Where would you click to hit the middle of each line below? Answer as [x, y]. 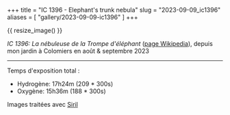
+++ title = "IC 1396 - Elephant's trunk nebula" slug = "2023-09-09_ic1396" [114, 10]
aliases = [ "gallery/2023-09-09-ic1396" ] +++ [73, 17]
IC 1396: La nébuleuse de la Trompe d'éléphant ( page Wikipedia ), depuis [110, 43]
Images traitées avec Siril [43, 104]
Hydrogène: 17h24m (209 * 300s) [65, 84]
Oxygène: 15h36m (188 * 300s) [61, 91]
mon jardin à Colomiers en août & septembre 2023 [78, 51]
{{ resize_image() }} [35, 30]
